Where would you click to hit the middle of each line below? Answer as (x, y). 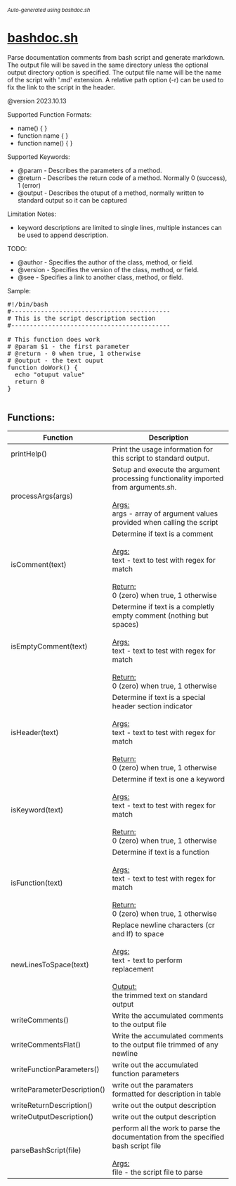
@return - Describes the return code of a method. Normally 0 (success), (122, 178)
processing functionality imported (168, 478)
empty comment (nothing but (160, 616)
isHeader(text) (35, 732)
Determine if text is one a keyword (168, 779)
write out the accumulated (155, 1064)
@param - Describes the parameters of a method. (90, 170)
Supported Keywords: (39, 157)
